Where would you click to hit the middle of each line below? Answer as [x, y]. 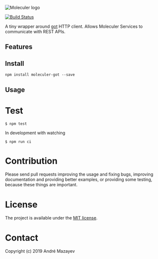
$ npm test [16, 124]
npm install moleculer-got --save [40, 75]
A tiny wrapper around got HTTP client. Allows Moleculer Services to [74, 26]
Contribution [31, 161]
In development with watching [35, 133]
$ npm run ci [18, 141]
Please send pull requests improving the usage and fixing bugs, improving [79, 174]
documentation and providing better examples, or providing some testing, [79, 179]
